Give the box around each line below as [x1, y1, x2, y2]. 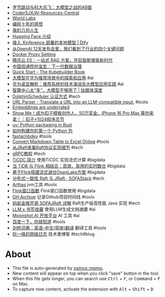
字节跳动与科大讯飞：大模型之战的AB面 [12, 4, 92, 10]
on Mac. [12, 281, 29, 287]
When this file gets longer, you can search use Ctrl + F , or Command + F [12, 275, 161, 281]
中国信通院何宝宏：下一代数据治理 [12, 63, 82, 69]
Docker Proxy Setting [12, 51, 56, 57]
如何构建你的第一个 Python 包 [12, 128, 73, 134]
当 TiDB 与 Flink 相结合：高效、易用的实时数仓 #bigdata [12, 163, 125, 169]
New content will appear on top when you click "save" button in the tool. [12, 270, 160, 276]
